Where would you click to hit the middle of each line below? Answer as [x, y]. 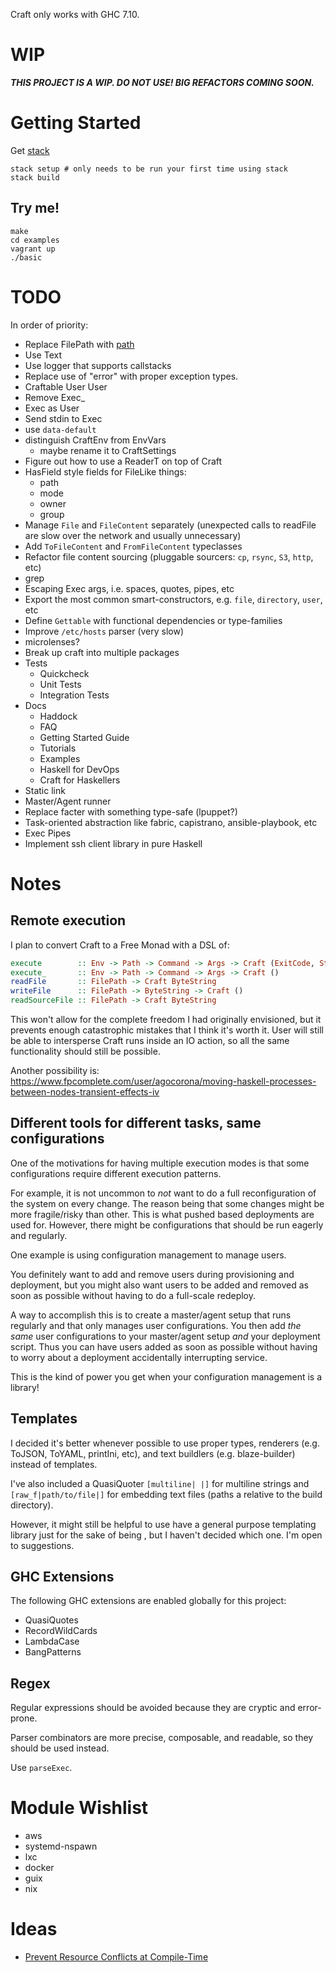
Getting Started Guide [84, 737]
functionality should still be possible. [85, 1051]
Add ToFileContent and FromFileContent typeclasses [133, 546]
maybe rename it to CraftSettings [108, 450]
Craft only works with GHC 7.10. [75, 14]
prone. [24, 1718]
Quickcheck [64, 673]
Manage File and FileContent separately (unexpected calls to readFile [170, 525]
